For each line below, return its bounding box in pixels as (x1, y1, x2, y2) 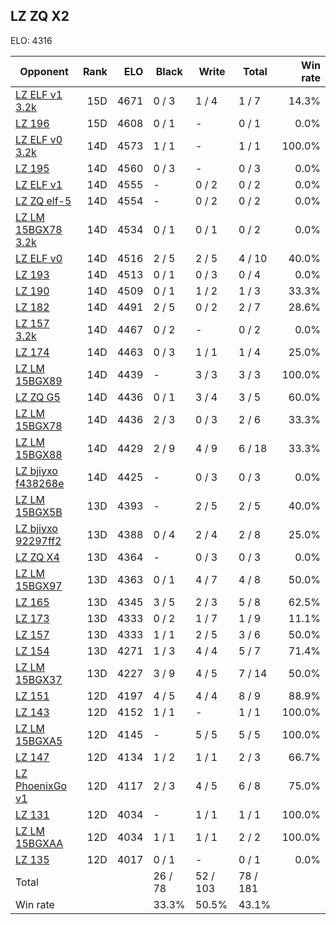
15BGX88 (15, 447, 63, 461)
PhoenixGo (15, 779, 68, 793)
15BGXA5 (15, 734, 63, 748)
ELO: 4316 (10, 34, 53, 46)
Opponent (19, 64, 69, 78)
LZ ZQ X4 (15, 550, 60, 564)
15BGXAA (15, 836, 64, 850)
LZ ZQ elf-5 (15, 194, 72, 208)
